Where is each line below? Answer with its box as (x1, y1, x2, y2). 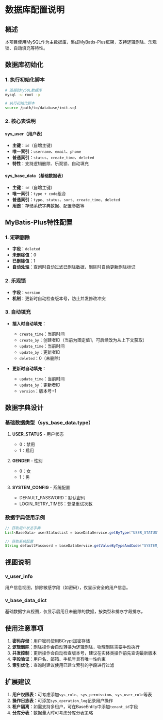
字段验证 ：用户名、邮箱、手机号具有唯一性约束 (12, 656, 106, 662)
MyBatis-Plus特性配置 (5, 218, 73, 226)
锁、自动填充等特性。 (5, 45, 48, 51)
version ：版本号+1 (19, 388, 57, 393)
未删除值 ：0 (12, 252, 36, 258)
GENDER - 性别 (12, 458, 43, 464)
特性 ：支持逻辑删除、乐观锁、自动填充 (12, 161, 89, 166)
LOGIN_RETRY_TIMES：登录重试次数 (19, 501, 93, 507)
